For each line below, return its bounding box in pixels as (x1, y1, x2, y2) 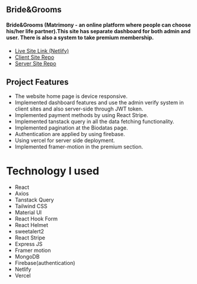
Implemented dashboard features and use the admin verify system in (14, 99, 185, 106)
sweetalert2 (14, 228, 45, 235)
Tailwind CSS (14, 203, 48, 210)
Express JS (14, 241, 43, 248)
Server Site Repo (14, 59, 57, 67)
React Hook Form (14, 215, 58, 222)
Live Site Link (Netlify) (14, 47, 70, 54)
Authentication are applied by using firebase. (14, 131, 125, 138)
